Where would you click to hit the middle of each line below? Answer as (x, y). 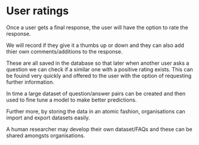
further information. (30, 82)
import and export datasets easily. (48, 118)
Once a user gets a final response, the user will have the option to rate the (97, 27)
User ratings (37, 11)
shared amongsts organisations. (46, 135)
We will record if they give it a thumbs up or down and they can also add (95, 45)
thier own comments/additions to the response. (65, 51)
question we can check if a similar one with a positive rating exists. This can (99, 69)
